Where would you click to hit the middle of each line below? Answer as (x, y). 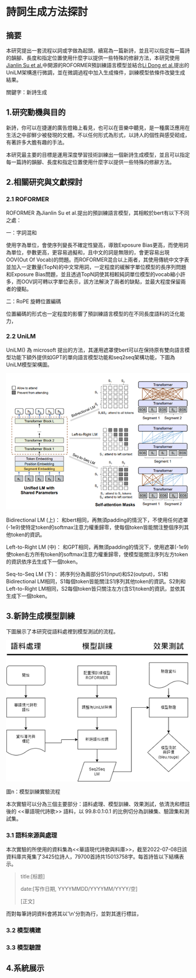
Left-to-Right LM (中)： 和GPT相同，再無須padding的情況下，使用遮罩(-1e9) (97, 547)
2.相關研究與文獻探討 (44, 182)
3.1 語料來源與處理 (32, 835)
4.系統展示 (25, 968)
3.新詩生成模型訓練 (41, 616)
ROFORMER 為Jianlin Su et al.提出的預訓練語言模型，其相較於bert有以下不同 (98, 213)
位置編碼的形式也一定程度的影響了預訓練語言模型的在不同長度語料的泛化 (93, 314)
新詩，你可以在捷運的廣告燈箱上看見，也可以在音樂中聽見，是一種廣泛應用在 (98, 128)
